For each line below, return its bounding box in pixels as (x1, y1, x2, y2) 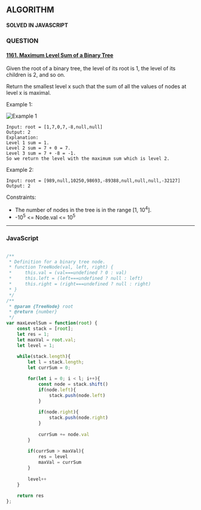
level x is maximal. (6, 90, 51, 97)
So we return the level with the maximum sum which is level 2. (6, 156, 170, 162)
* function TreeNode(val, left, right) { (8, 264, 114, 270)
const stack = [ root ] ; (17, 326, 74, 332)
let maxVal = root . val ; (17, 336, 77, 343)
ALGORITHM (6, 5, 54, 15)
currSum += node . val (38, 431, 90, 437)
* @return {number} (8, 309, 58, 315)
